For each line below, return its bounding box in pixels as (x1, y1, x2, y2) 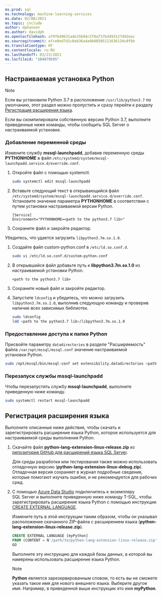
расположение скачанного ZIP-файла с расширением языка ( (12, 519, 140, 525)
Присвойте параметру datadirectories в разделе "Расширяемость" (5, 341, 146, 347)
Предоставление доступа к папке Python (5, 330, 107, 337)
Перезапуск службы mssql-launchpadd (5, 372, 103, 379)
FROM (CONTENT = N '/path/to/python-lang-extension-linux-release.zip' (12, 538, 158, 543)
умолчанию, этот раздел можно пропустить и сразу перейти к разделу (5, 102, 153, 108)
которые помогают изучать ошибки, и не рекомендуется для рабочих (12, 474, 157, 480)
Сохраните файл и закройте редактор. (12, 226, 92, 231)
